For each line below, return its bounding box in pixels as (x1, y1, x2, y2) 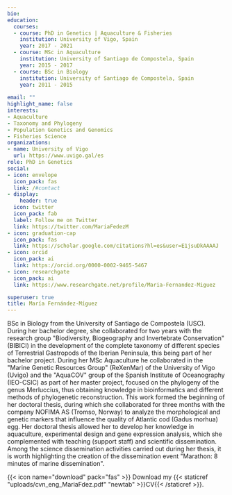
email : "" (7, 94, 36, 101)
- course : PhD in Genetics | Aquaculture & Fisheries (13, 29, 172, 37)
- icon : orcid (7, 249, 49, 256)
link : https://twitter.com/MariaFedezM (13, 223, 129, 230)
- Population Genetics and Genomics (7, 126, 113, 133)
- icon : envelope (7, 171, 58, 178)
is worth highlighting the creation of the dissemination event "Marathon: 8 (7, 452, 218, 460)
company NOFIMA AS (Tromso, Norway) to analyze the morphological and (7, 408, 221, 417)
